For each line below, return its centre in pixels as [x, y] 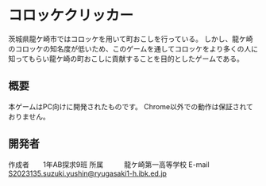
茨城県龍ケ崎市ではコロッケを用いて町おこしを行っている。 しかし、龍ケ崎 [131, 39]
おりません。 [29, 116]
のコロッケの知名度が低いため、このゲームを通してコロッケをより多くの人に [133, 48]
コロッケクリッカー [71, 15]
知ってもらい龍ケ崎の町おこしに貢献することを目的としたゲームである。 [126, 59]
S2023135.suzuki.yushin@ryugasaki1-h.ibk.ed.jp [87, 173]
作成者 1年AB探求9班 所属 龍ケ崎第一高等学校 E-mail [109, 164]
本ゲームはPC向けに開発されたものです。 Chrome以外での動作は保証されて [131, 106]
